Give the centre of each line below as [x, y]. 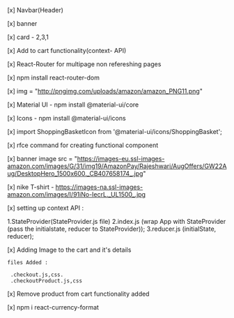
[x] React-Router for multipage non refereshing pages [84, 64]
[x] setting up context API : [46, 208]
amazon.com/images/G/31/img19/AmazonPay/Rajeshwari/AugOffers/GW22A [117, 166]
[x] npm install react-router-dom [53, 77]
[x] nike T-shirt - [31, 187]
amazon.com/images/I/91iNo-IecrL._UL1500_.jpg [77, 194]
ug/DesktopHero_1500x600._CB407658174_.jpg [75, 173]
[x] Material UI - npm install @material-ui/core [73, 105]
